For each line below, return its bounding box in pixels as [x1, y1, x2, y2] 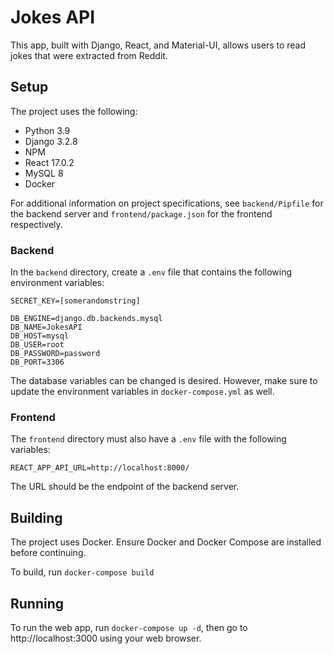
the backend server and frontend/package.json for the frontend [10, 207, 273, 220]
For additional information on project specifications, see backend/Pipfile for [10, 197, 324, 209]
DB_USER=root [10, 340, 65, 350]
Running [10, 595, 65, 612]
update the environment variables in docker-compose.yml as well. [10, 386, 275, 398]
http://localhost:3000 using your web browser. [10, 632, 202, 644]
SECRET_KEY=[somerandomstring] [10, 296, 141, 306]
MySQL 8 [24, 167, 64, 179]
